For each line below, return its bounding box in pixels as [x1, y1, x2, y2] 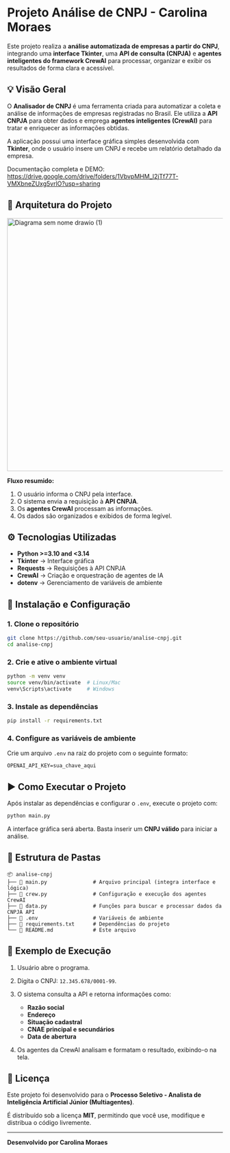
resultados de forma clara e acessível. [7, 64, 115, 72]
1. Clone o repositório [7, 619, 79, 628]
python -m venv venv [7, 673, 66, 680]
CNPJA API [7, 908, 36, 915]
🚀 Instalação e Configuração [7, 598, 131, 610]
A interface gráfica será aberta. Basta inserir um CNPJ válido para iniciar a [7, 824, 218, 833]
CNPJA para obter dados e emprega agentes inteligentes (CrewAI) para [7, 116, 212, 125]
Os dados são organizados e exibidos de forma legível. [16, 512, 172, 520]
